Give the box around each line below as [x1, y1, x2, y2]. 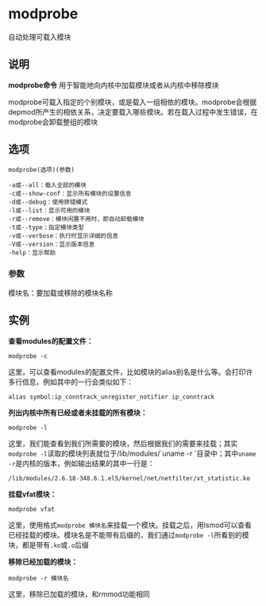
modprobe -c [8, 352, 48, 360]
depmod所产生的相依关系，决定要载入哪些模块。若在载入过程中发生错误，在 [8, 107, 258, 116]
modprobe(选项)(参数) [8, 165, 75, 173]
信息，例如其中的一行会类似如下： [21, 377, 133, 387]
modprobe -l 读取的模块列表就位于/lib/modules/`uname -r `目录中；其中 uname [8, 449, 256, 458]
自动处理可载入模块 [8, 32, 71, 41]
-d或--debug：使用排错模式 [8, 198, 88, 206]
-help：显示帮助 [8, 248, 56, 257]
